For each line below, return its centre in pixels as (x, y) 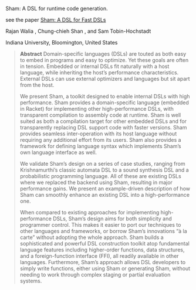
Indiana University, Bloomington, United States (62, 42)
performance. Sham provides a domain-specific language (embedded (104, 103)
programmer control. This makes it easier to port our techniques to (100, 225)
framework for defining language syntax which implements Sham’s (100, 146)
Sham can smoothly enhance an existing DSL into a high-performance (105, 195)
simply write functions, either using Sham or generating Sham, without (105, 268)
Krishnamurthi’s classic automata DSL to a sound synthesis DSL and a (104, 170)
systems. (31, 281)
